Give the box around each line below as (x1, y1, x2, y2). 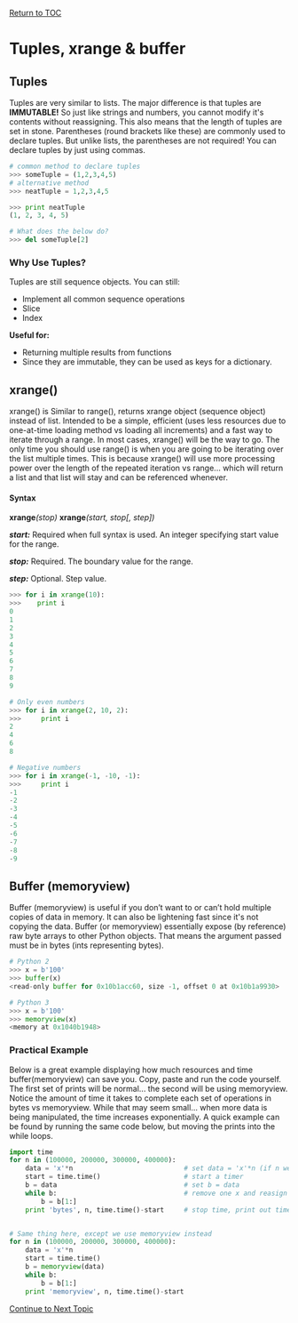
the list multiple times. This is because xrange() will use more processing (9, 453, 276, 464)
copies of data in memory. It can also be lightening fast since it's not (9, 911, 259, 923)
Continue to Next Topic (9, 1303, 94, 1314)
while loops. (9, 1130, 53, 1141)
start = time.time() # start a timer (25, 1173, 244, 1182)
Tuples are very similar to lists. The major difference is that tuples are (9, 98, 262, 108)
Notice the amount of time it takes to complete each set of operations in (9, 1093, 272, 1103)
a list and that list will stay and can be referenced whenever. (9, 472, 229, 483)
